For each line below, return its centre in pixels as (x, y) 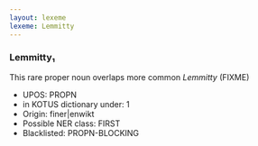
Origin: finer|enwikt (58, 114)
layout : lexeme (38, 18)
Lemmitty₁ (32, 58)
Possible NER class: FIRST (71, 123)
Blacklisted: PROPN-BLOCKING (81, 132)
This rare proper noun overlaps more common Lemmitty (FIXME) (129, 77)
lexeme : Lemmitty (42, 26)
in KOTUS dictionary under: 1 (76, 104)
